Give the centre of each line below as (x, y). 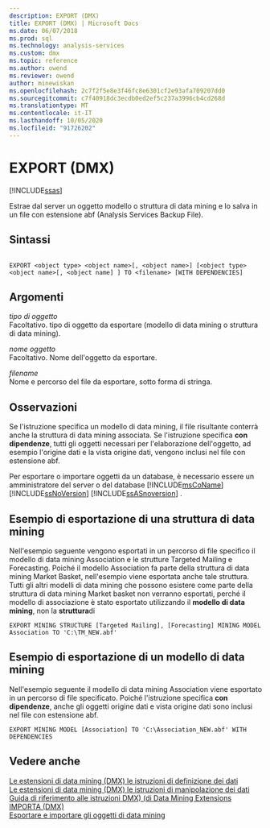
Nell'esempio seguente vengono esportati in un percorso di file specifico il (132, 551)
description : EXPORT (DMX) (54, 16)
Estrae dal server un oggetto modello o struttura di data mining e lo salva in (133, 205)
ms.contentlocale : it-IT (51, 114)
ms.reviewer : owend (42, 76)
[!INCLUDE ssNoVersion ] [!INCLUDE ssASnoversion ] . (96, 494)
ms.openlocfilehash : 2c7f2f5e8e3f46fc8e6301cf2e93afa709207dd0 (117, 91)
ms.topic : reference (44, 61)
